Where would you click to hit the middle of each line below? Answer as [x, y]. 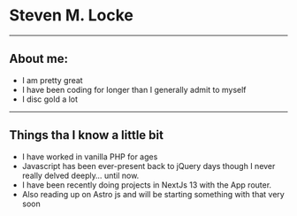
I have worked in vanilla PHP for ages [90, 157]
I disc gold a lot [49, 99]
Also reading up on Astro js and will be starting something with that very [153, 194]
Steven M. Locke [72, 15]
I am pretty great [52, 80]
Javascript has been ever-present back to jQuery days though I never [148, 166]
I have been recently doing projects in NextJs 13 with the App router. [147, 185]
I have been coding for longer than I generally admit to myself [134, 89]
